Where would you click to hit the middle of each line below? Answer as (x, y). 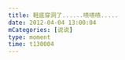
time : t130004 (31, 44)
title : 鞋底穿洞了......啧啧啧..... (63, 15)
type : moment (29, 37)
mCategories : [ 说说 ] (40, 30)
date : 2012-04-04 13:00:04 (52, 23)
